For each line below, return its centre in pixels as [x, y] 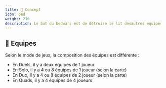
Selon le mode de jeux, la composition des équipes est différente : [72, 55]
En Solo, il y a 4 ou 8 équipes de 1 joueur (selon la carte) [69, 70]
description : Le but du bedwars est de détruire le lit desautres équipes [84, 23]
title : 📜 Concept [23, 10]
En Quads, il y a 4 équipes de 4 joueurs [52, 80]
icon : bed [15, 14]
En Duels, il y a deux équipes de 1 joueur [53, 65]
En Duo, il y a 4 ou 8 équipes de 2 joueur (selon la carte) [69, 75]
